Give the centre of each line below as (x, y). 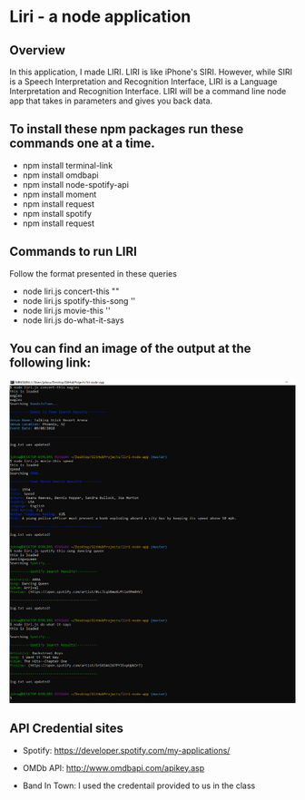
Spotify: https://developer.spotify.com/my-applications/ (126, 750)
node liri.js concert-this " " (71, 291)
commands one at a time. (83, 144)
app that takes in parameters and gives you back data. (111, 101)
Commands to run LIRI (74, 252)
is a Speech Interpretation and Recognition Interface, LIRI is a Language (143, 82)
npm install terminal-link (68, 165)
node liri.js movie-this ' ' (66, 310)
